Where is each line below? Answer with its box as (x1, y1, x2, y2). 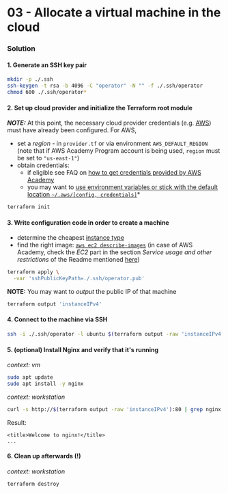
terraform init (7, 203, 51, 210)
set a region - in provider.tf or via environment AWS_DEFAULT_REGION (16, 139, 208, 148)
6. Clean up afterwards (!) (7, 452, 81, 460)
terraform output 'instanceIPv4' (7, 300, 102, 308)
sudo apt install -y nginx (7, 380, 84, 387)
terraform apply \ (7, 269, 59, 275)
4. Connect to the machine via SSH (7, 315, 108, 323)
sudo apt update (7, 374, 53, 381)
